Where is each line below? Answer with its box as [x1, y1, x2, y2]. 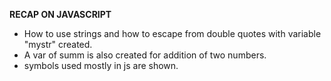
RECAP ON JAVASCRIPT [9, 9, 112, 20]
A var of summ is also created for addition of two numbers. [23, 49, 267, 61]
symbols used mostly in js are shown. [23, 60, 179, 71]
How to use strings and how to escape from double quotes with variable [23, 28, 322, 39]
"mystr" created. [23, 39, 93, 50]
